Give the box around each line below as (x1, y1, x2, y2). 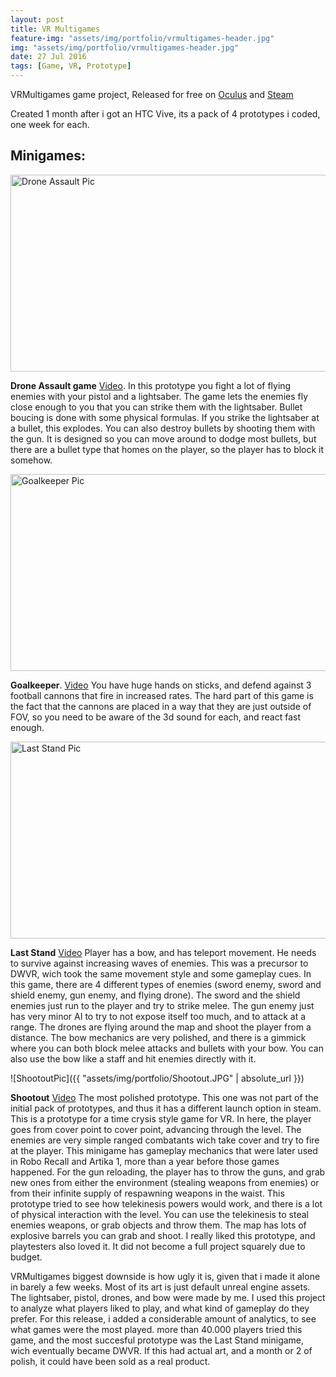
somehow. (10, 454, 53, 466)
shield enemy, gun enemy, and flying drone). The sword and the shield (10, 989, 301, 1001)
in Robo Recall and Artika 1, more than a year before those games (10, 1155, 280, 1167)
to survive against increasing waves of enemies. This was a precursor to (10, 957, 309, 969)
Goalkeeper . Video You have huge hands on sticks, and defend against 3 (10, 679, 312, 691)
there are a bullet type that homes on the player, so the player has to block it (10, 443, 325, 455)
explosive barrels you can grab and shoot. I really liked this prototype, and (10, 1229, 316, 1241)
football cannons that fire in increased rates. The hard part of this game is (10, 689, 314, 701)
